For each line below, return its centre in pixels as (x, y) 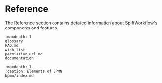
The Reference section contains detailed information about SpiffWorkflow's (81, 23)
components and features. (32, 28)
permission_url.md (24, 54)
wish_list (15, 50)
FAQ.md (12, 45)
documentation (20, 58)
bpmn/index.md (20, 75)
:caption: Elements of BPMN (34, 71)
